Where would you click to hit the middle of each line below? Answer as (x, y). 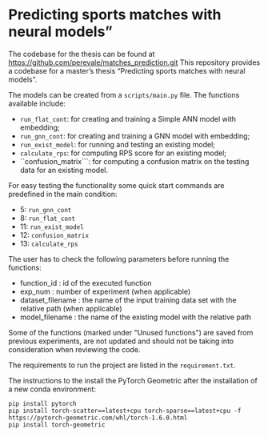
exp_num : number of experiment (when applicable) (105, 291)
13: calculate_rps (49, 243)
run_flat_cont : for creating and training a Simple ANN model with (128, 118)
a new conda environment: (52, 389)
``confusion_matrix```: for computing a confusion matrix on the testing (134, 161)
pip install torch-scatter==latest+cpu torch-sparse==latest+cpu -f (125, 411)
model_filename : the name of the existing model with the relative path (136, 317)
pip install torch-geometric (57, 425)
